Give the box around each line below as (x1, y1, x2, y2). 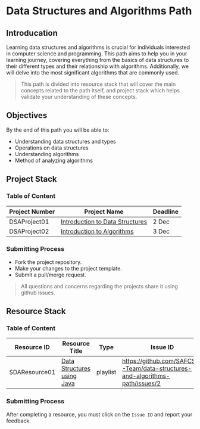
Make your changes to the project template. (14, 265, 122, 272)
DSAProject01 (9, 217, 49, 226)
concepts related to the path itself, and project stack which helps (20, 87, 180, 94)
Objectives (6, 110, 48, 120)
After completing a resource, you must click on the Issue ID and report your (6, 411, 193, 418)
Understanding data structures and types (14, 138, 116, 145)
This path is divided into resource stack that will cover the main (20, 80, 176, 88)
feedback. (6, 417, 31, 424)
